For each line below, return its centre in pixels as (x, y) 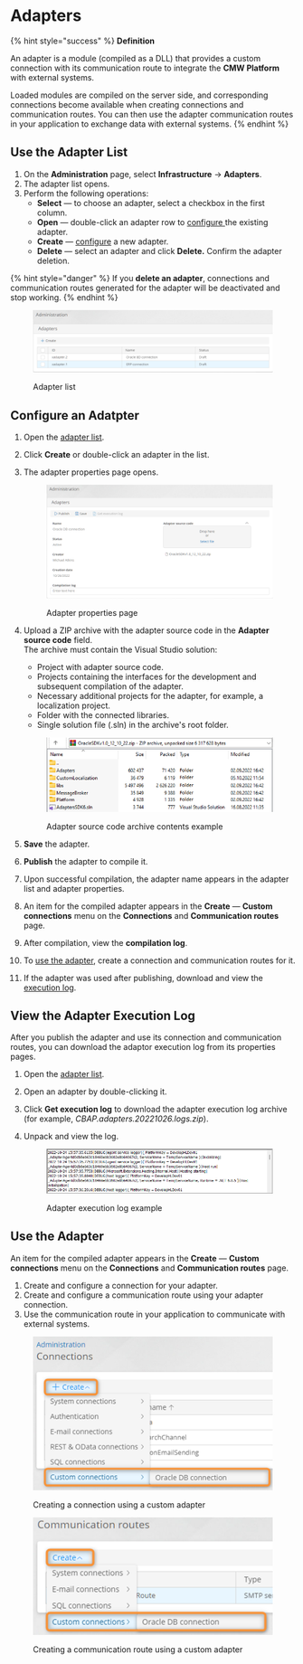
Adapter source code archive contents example (134, 826)
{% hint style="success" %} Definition (83, 41)
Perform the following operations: (86, 193)
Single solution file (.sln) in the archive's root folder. (133, 725)
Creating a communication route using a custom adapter (138, 1650)
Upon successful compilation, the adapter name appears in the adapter (156, 879)
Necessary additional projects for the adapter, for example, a (150, 696)
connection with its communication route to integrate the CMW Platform (145, 68)
